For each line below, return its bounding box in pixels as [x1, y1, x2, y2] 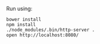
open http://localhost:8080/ [6, 32, 79, 38]
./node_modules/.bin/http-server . [6, 27, 95, 33]
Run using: [6, 5, 33, 12]
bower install [6, 17, 42, 23]
